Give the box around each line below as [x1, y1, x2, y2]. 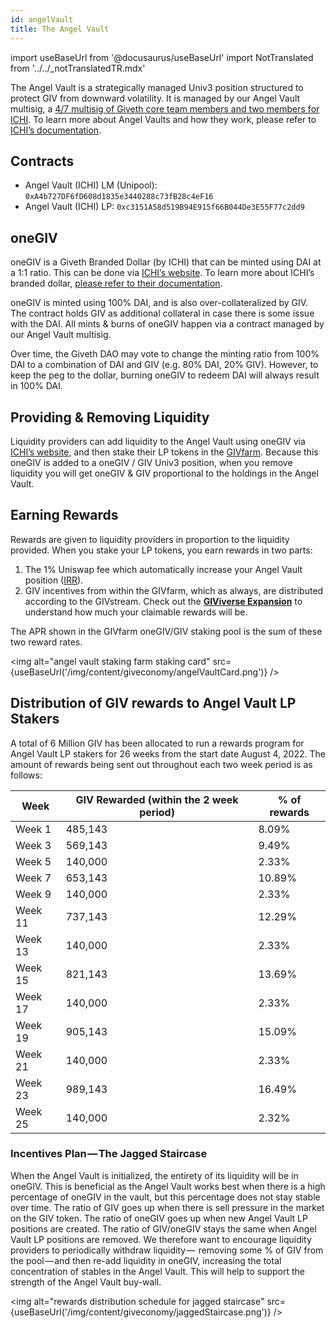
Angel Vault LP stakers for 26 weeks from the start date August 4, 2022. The [10, 747, 326, 760]
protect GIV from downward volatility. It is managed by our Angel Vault [10, 92, 301, 104]
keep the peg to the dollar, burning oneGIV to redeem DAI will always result [10, 369, 320, 381]
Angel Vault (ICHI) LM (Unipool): [24, 179, 158, 191]
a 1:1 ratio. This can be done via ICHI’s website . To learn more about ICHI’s [10, 267, 315, 279]
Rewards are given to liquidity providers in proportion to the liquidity [10, 533, 290, 545]
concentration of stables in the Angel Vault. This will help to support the [10, 1265, 305, 1277]
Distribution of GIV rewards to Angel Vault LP [10, 695, 297, 712]
